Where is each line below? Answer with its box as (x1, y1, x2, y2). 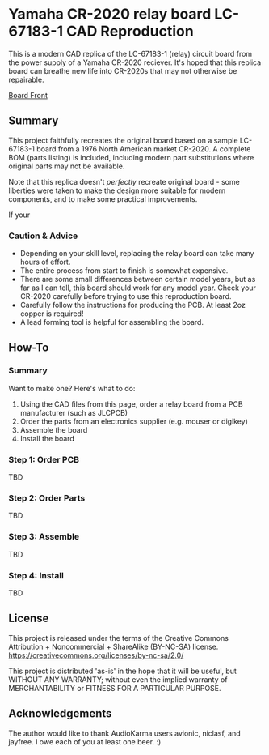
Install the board (19, 433, 74, 443)
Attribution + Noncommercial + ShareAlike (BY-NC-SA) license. (8, 642, 219, 651)
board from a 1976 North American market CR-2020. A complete (36, 143, 251, 154)
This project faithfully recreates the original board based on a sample (8, 135, 238, 145)
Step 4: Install (8, 569, 65, 581)
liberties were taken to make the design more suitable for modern (8, 186, 226, 195)
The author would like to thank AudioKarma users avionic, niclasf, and (8, 728, 241, 738)
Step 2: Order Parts (8, 492, 86, 503)
